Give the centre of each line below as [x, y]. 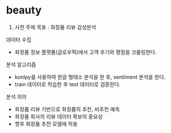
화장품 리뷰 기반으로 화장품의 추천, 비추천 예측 [67, 109]
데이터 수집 [19, 39]
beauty [24, 10]
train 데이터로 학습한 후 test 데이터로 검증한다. [68, 84]
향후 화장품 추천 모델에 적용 [46, 124]
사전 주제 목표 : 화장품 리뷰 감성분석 [55, 27]
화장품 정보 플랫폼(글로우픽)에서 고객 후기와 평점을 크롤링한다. [85, 52]
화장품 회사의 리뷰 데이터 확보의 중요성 [58, 116]
